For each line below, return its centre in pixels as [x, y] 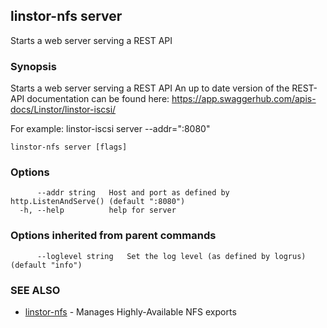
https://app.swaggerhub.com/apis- [244, 99]
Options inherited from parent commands [113, 236]
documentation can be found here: [98, 99]
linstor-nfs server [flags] [69, 147]
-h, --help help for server [98, 210]
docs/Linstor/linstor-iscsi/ [63, 110]
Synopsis [33, 66]
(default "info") [46, 265]
